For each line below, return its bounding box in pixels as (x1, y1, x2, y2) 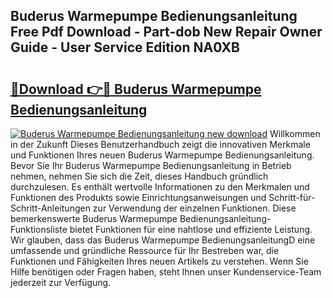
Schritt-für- (268, 192, 316, 203)
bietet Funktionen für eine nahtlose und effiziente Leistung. (69, 224, 313, 235)
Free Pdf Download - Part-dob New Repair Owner (10, 24, 323, 41)
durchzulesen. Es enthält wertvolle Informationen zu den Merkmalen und (10, 181, 310, 193)
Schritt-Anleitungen (10, 202, 91, 214)
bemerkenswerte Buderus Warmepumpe (10, 213, 178, 224)
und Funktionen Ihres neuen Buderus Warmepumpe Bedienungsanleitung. (10, 149, 315, 161)
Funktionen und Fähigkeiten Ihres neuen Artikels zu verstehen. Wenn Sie (10, 255, 309, 267)
